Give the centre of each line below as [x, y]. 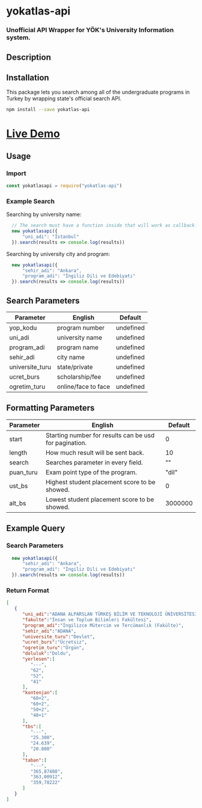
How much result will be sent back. [95, 452]
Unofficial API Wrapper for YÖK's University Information [90, 30]
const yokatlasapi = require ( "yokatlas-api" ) [64, 186]
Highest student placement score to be [100, 482]
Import [16, 173]
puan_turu [23, 472]
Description [29, 57]
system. [19, 37]
